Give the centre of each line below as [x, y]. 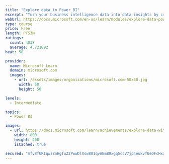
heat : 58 [14, 52]
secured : [14, 153]
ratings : [14, 38]
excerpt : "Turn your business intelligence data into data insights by [82, 15]
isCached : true [30, 144]
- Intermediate [26, 103]
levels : [13, 98]
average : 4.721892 [29, 47]
